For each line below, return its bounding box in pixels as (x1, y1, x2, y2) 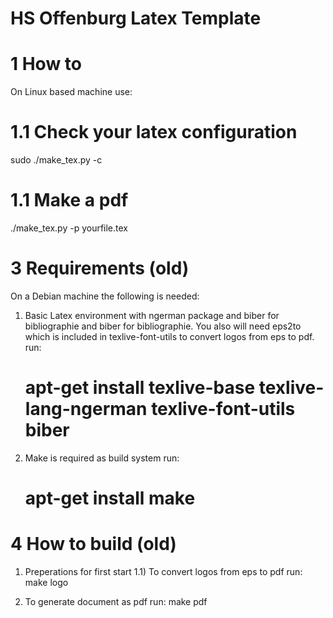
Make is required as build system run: (24, 452, 180, 464)
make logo (24, 577, 69, 588)
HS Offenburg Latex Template (10, 7, 262, 30)
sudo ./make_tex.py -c (10, 154, 103, 166)
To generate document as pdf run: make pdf (24, 596, 208, 607)
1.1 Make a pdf (10, 189, 129, 212)
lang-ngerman (24, 398, 148, 421)
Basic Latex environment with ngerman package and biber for (24, 309, 280, 321)
